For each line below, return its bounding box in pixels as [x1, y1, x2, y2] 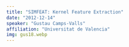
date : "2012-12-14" [6, 15, 56, 21]
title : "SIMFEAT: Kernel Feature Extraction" [6, 9, 124, 15]
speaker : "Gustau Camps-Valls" [6, 20, 86, 26]
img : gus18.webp [6, 32, 47, 38]
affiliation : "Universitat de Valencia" [6, 26, 111, 32]
